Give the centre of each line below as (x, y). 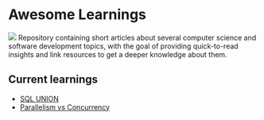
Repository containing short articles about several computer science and (137, 37)
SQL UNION (39, 99)
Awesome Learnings (78, 15)
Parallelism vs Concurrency (64, 107)
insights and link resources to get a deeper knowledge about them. (118, 54)
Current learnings (53, 80)
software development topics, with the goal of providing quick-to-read (123, 46)
